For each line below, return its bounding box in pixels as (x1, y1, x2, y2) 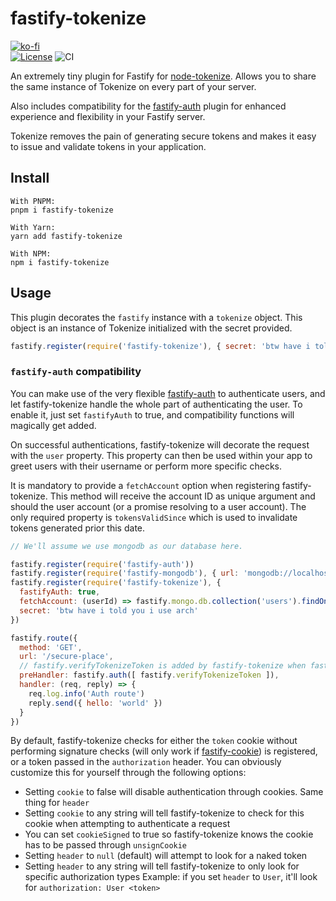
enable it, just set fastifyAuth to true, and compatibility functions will (10, 408, 295, 421)
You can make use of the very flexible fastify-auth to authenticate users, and (10, 387, 326, 399)
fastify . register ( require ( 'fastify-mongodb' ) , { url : (10, 568, 240, 579)
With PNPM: (10, 196, 56, 206)
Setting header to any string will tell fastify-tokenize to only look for (24, 860, 300, 872)
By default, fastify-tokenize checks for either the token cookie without (10, 735, 298, 747)
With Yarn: (10, 222, 56, 232)
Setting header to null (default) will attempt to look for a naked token (24, 850, 308, 862)
